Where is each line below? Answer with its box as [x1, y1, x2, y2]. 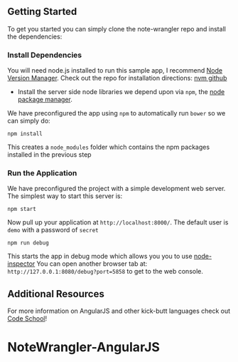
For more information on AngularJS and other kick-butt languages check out [7, 306, 231, 316]
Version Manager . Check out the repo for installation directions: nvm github [7, 74, 227, 83]
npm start [7, 206, 37, 213]
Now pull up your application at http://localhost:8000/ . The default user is [7, 218, 229, 227]
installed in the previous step [7, 150, 92, 159]
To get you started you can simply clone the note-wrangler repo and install [7, 24, 226, 33]
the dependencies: [7, 32, 63, 41]
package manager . [17, 95, 73, 104]
